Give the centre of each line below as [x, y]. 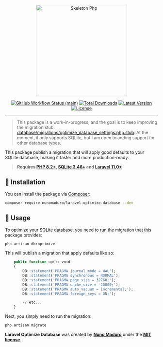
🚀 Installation [25, 182]
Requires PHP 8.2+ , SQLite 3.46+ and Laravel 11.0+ [69, 167]
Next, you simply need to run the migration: [48, 316]
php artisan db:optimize [30, 244]
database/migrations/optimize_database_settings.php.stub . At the [83, 132]
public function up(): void [42, 262]
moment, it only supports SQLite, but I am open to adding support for [86, 138]
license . [13, 340]
